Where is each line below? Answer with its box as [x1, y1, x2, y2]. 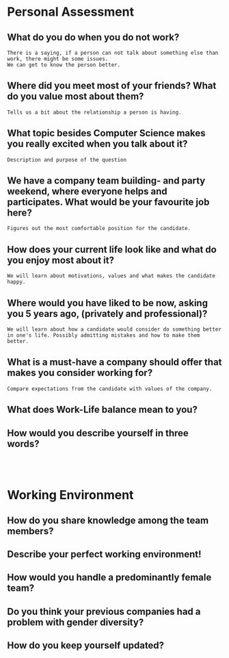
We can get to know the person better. [7, 62, 121, 68]
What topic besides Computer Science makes [7, 127, 206, 139]
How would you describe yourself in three [7, 427, 189, 439]
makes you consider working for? [7, 367, 153, 379]
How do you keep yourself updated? [7, 640, 165, 651]
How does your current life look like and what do [7, 244, 217, 255]
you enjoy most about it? [7, 254, 115, 266]
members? [7, 525, 54, 537]
